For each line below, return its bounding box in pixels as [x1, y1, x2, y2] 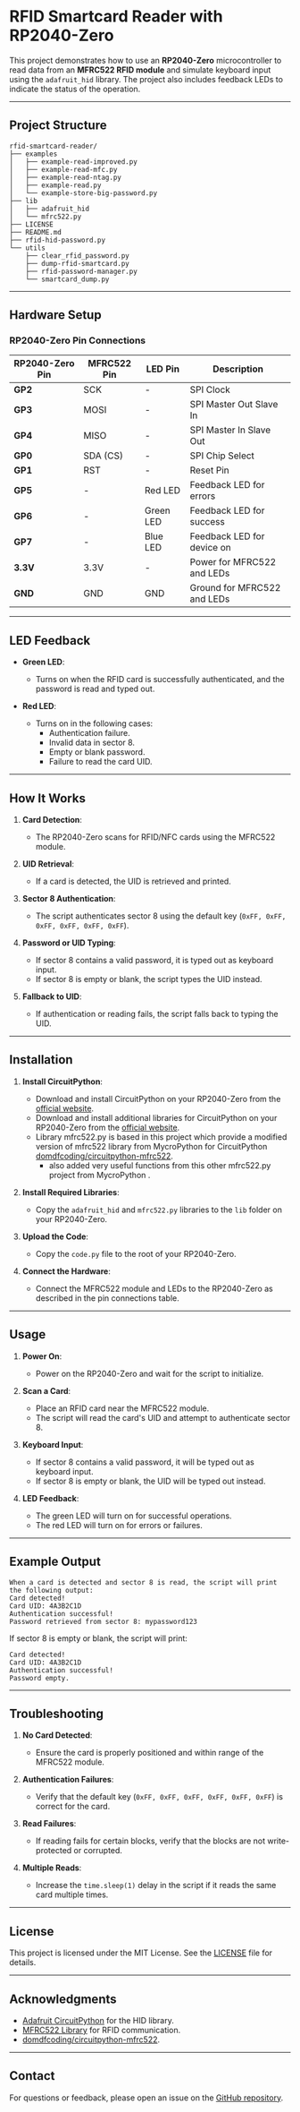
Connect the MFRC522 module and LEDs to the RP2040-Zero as [35, 1283, 274, 1294]
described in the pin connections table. [35, 1292, 180, 1304]
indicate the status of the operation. [9, 83, 141, 94]
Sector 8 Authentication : [21, 894, 116, 904]
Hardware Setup [9, 307, 102, 323]
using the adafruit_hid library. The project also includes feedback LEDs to [9, 73, 284, 84]
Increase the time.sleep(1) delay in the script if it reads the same [35, 1880, 277, 1891]
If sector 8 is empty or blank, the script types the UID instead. [35, 974, 262, 985]
